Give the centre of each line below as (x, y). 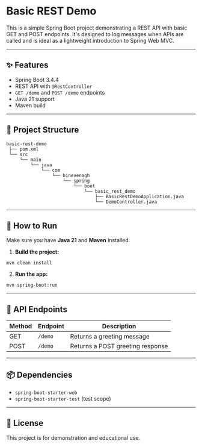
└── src (18, 154)
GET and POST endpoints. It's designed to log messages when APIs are (95, 34)
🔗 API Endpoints (37, 309)
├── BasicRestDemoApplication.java (140, 196)
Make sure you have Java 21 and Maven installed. (68, 240)
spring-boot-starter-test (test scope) (63, 399)
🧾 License (25, 423)
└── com (51, 170)
